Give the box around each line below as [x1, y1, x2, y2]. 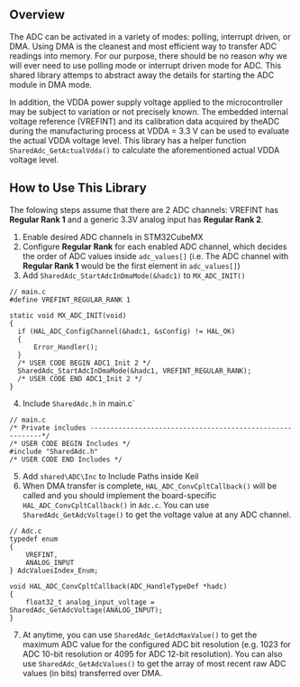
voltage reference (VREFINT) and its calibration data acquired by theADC [9, 116, 280, 126]
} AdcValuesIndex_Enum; [9, 566, 99, 575]
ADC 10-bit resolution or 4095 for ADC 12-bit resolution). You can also [22, 648, 283, 659]
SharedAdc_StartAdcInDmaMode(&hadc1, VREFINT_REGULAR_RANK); [17, 366, 252, 376]
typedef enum [9, 534, 59, 543]
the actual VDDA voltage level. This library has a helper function [9, 135, 247, 145]
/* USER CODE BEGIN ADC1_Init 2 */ [17, 358, 151, 367]
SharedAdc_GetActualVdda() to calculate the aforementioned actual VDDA [9, 144, 280, 155]
